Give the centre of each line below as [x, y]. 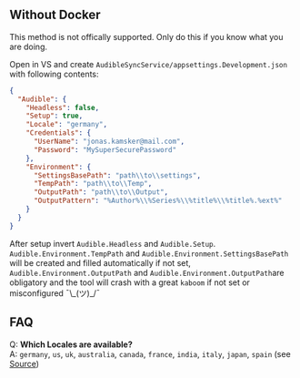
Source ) [24, 363]
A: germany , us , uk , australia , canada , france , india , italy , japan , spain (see [150, 353]
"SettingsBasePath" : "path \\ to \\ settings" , [117, 175]
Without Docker [55, 15]
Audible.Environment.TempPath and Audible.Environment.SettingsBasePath [149, 253]
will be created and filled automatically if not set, [100, 262]
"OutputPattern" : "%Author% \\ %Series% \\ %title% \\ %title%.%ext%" [158, 201]
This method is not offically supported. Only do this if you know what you [146, 36]
